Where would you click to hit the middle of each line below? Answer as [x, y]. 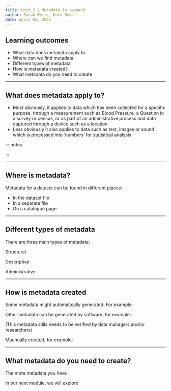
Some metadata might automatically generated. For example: [69, 305]
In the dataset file [31, 198]
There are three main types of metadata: [48, 242]
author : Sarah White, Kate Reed [39, 15]
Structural [16, 252]
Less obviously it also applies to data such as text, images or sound [83, 129]
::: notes [14, 145]
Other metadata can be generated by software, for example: [68, 315]
